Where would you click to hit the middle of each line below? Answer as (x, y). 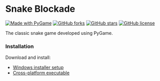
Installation (20, 46)
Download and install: (28, 57)
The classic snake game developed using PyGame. (59, 33)
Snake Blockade (40, 9)
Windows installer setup (38, 68)
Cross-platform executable (41, 73)
